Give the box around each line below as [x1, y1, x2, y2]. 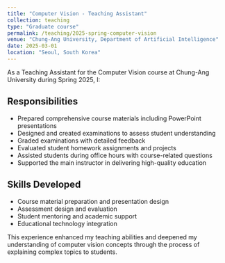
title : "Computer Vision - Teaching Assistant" [7, 10, 148, 17]
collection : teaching [7, 17, 70, 24]
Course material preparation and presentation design [17, 197, 169, 205]
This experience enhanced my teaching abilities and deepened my [7, 232, 198, 241]
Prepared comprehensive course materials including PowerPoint [17, 114, 201, 122]
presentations [17, 121, 57, 129]
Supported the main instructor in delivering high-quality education [17, 158, 207, 167]
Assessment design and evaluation [17, 205, 118, 213]
